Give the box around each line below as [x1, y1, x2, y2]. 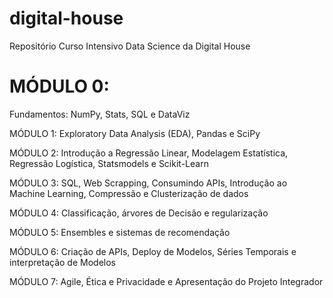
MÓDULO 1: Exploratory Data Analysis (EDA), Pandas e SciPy [9, 127, 261, 139]
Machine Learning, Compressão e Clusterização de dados [9, 187, 249, 199]
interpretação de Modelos [9, 256, 116, 268]
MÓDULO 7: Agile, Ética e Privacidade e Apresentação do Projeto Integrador [9, 275, 324, 287]
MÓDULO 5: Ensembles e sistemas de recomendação [9, 226, 231, 238]
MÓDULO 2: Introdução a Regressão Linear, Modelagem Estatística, [9, 147, 289, 159]
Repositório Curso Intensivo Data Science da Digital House [9, 40, 251, 52]
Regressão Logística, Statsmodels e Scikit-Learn [9, 157, 209, 169]
